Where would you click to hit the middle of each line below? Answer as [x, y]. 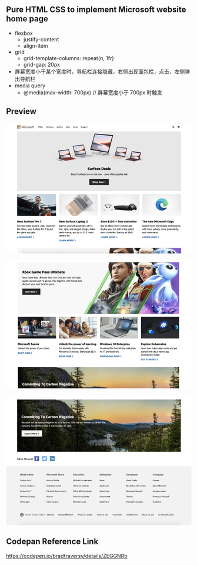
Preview [21, 111]
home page [27, 19]
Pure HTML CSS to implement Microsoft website [96, 10]
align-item [36, 45]
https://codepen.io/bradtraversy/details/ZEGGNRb [67, 556]
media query [30, 86]
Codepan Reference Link [52, 542]
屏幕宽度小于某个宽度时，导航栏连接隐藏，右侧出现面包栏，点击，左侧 [100, 71]
